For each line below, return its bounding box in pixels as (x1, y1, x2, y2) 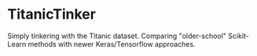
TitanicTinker (7, 5, 96, 23)
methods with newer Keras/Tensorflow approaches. (28, 39, 196, 48)
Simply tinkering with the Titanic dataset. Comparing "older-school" (7, 31, 227, 40)
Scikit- (228, 31, 249, 40)
